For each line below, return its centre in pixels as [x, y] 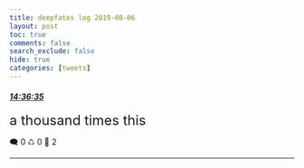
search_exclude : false [52, 51]
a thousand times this [78, 121]
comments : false [40, 43]
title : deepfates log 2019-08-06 [72, 18]
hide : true [30, 60]
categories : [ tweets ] [50, 69]
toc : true [28, 34]
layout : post [34, 26]
